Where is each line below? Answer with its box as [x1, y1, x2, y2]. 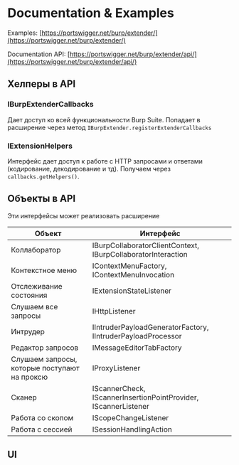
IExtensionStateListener [92, 286, 172, 296]
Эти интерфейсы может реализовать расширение [7, 211, 160, 220]
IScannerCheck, [92, 383, 146, 393]
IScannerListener [92, 401, 149, 411]
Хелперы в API [7, 78, 76, 90]
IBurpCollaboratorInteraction [92, 249, 188, 259]
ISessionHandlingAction [92, 424, 172, 434]
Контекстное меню [11, 265, 77, 275]
